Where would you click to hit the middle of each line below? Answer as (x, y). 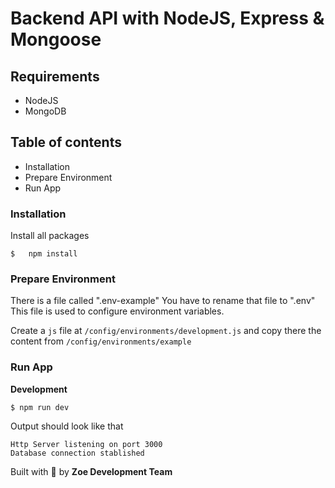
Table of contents (66, 142)
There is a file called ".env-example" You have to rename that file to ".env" (163, 301)
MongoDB (45, 111)
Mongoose (56, 39)
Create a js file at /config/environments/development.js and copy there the (166, 331)
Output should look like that (67, 426)
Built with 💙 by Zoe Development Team (91, 471)
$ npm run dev (40, 407)
